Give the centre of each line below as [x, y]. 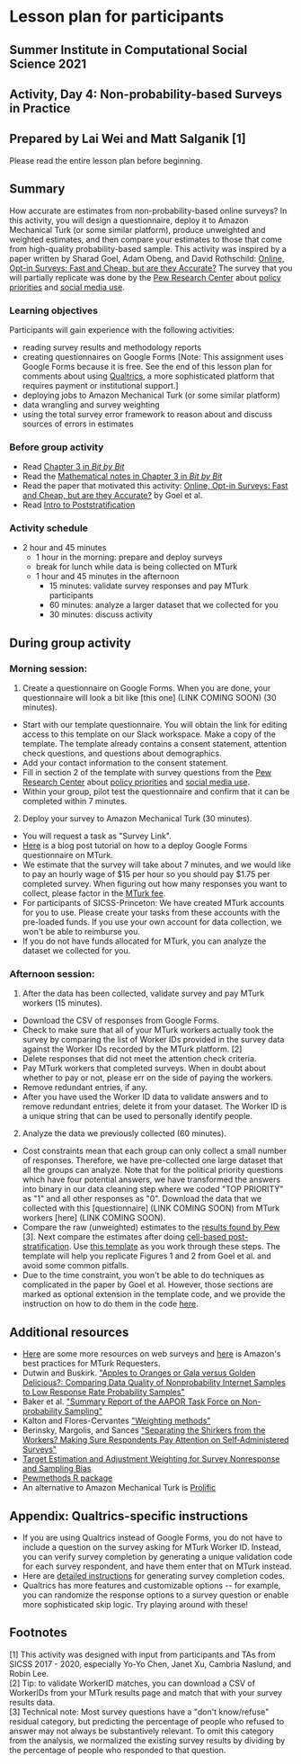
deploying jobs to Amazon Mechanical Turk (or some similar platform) [151, 395]
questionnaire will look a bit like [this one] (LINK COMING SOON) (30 [149, 698]
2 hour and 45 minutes [64, 548]
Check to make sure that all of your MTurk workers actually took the [148, 1030]
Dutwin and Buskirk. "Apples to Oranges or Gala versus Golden [139, 1373]
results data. [32, 1702]
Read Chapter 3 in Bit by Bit [73, 467]
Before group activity [57, 447]
